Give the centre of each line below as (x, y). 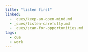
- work (16, 42)
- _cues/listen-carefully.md (40, 24)
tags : (11, 33)
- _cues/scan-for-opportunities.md (46, 28)
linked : (13, 14)
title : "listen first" (29, 10)
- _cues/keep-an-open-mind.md (41, 19)
